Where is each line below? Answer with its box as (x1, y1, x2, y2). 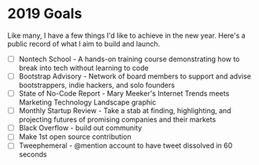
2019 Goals (7, 5, 83, 23)
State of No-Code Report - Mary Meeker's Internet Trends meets (18, 89, 230, 98)
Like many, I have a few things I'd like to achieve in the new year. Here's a (7, 31, 246, 40)
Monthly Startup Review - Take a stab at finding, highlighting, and (18, 106, 231, 115)
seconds (18, 150, 47, 159)
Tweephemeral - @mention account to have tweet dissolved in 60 (18, 141, 233, 150)
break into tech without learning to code (18, 64, 149, 72)
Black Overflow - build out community (18, 123, 142, 133)
